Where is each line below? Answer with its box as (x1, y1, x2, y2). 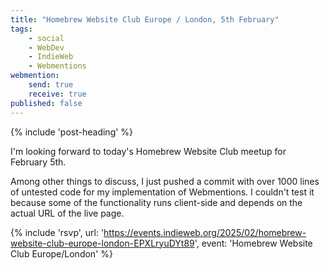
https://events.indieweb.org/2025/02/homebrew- (103, 226, 307, 238)
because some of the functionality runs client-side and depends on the (10, 196, 303, 208)
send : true (28, 80, 74, 90)
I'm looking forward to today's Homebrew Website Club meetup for (10, 145, 287, 157)
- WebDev (28, 42, 65, 53)
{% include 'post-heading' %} (10, 126, 134, 138)
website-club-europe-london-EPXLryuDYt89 (10, 237, 195, 249)
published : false (10, 98, 83, 108)
